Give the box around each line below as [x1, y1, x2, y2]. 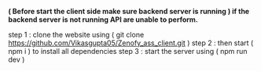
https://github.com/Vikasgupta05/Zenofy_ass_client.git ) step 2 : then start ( [8, 38, 254, 48]
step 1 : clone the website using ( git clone [8, 30, 145, 39]
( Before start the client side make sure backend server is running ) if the [8, 7, 250, 16]
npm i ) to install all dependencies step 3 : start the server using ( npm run [8, 47, 248, 55]
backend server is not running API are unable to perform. [8, 15, 199, 24]
